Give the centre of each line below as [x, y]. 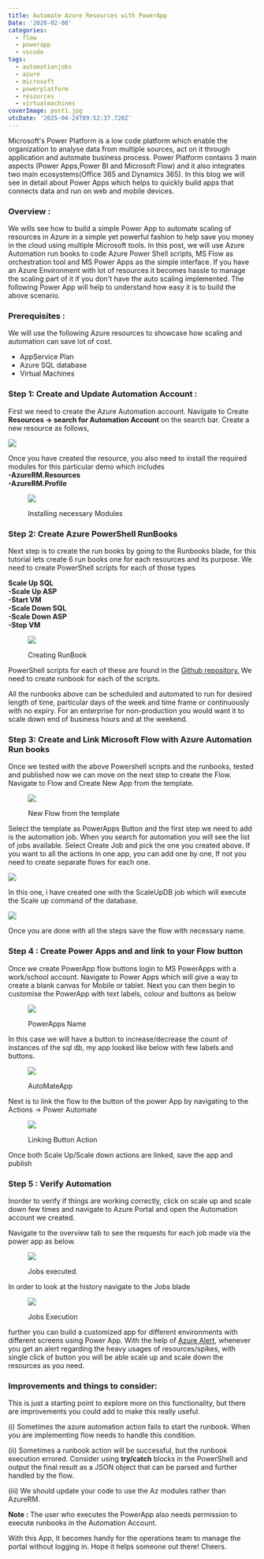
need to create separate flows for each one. [80, 862]
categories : [28, 30]
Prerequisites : [37, 316]
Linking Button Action [63, 1139]
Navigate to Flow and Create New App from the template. [101, 783]
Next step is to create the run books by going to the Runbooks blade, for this [132, 551]
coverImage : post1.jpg [45, 111]
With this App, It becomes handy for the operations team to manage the [125, 1538]
